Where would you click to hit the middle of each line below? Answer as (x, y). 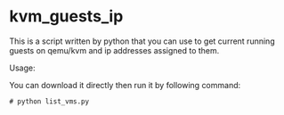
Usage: (22, 68)
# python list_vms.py (49, 101)
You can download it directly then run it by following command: (125, 85)
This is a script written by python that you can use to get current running (142, 41)
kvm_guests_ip (66, 16)
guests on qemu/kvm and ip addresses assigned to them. (114, 50)
